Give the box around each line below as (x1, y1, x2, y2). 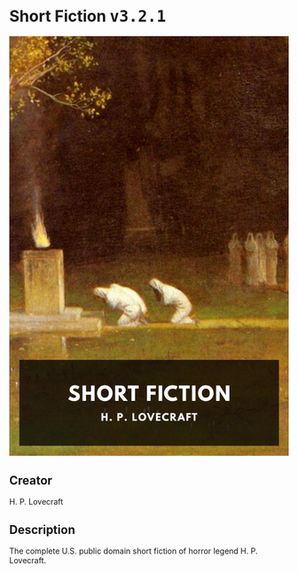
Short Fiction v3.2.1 (9, 6, 167, 27)
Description (9, 522, 75, 538)
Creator (9, 473, 53, 489)
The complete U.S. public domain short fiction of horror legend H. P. (9, 546, 258, 556)
